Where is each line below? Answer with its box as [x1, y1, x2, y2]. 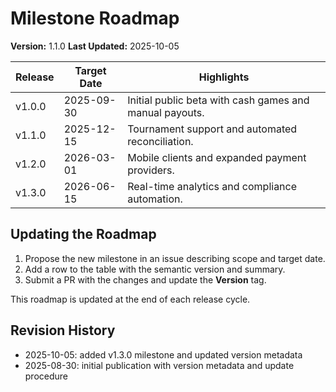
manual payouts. [127, 105, 205, 119]
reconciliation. [127, 134, 194, 148]
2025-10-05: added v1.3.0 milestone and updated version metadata [24, 348, 303, 361]
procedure [24, 370, 69, 382]
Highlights [198, 70, 250, 84]
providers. [127, 163, 175, 177]
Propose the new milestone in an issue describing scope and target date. [24, 252, 326, 264]
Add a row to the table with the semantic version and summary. [24, 263, 286, 275]
